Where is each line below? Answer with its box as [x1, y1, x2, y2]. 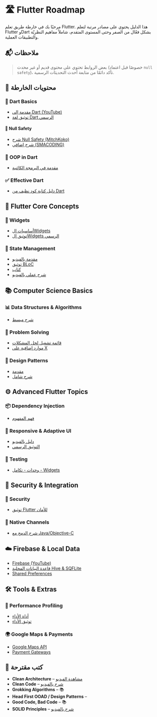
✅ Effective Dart [5, 177, 44, 184]
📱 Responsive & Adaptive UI [5, 428, 72, 434]
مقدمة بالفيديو [12, 256, 38, 262]
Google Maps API [12, 644, 47, 650]
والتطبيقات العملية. [5, 34, 39, 40]
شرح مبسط [12, 317, 34, 322]
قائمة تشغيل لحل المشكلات [12, 340, 62, 346]
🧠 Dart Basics [5, 98, 37, 105]
